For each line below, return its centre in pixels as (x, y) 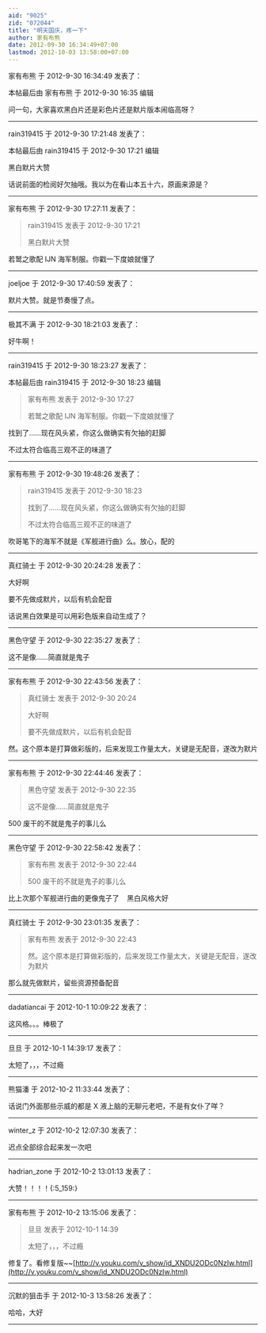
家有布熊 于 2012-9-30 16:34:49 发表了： (75, 76)
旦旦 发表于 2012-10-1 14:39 (73, 1229)
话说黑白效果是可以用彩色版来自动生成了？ (78, 616)
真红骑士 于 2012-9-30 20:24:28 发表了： (76, 566)
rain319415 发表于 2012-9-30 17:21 (84, 225)
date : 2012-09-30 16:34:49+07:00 (63, 45)
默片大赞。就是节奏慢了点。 (53, 300)
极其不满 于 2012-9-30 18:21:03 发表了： (74, 324)
